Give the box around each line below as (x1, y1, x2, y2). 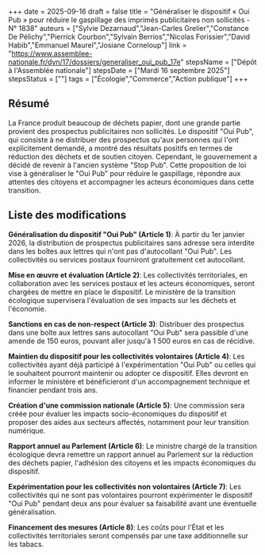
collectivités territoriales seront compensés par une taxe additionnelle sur (8, 530, 248, 540)
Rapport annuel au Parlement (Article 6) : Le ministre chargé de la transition (8, 441, 258, 450)
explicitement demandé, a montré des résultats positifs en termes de (8, 143, 233, 153)
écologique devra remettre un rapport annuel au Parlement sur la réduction (8, 450, 254, 459)
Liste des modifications (8, 209, 127, 222)
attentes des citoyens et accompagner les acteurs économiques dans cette (8, 177, 255, 186)
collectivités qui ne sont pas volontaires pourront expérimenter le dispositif (8, 490, 253, 499)
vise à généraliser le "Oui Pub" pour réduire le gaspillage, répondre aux (8, 168, 241, 178)
